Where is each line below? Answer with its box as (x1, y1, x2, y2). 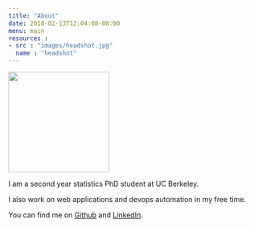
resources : (8, 34, 48, 43)
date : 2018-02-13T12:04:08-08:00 (8, 19, 121, 27)
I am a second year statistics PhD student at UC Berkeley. (8, 179, 199, 188)
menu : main (8, 27, 45, 35)
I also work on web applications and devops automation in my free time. (8, 195, 247, 204)
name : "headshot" (15, 49, 78, 57)
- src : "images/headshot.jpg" (8, 42, 113, 50)
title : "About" (8, 11, 59, 20)
